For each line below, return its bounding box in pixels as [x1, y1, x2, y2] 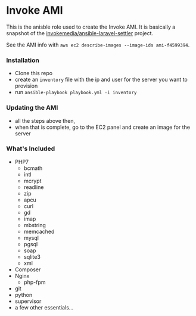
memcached [23, 228, 55, 235]
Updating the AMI [6, 104, 58, 112]
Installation [6, 56, 40, 64]
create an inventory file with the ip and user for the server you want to [14, 76, 188, 83]
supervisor [14, 298, 42, 305]
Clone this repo [14, 70, 52, 77]
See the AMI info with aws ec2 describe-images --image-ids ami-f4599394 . [6, 41, 190, 48]
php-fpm [23, 278, 46, 286]
